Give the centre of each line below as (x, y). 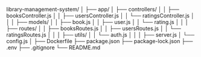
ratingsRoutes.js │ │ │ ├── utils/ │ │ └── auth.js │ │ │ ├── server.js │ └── (101, 35)
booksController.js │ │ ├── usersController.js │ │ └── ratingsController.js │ (101, 16)
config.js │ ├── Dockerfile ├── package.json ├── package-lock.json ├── (100, 41)
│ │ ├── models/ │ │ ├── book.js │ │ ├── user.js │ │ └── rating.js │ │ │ (97, 22)
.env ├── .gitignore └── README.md (53, 47)
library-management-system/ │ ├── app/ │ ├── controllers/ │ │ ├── (93, 9)
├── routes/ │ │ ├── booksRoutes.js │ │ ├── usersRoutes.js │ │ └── (94, 28)
